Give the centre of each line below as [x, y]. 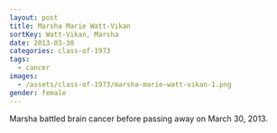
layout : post [34, 18]
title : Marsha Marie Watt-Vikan [70, 26]
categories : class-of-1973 [60, 51]
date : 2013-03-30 [42, 43]
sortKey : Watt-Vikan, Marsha [64, 34]
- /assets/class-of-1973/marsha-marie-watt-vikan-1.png [125, 84]
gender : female [38, 93]
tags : [19, 59]
